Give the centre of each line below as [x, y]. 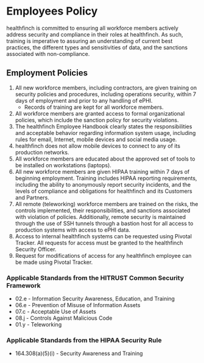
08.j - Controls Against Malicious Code [64, 318]
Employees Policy [52, 11]
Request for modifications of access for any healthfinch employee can [103, 255]
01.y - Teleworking [38, 325]
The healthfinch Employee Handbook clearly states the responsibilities [104, 126]
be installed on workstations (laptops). [63, 165]
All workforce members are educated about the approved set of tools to [105, 159]
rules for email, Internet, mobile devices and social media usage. [96, 139]
